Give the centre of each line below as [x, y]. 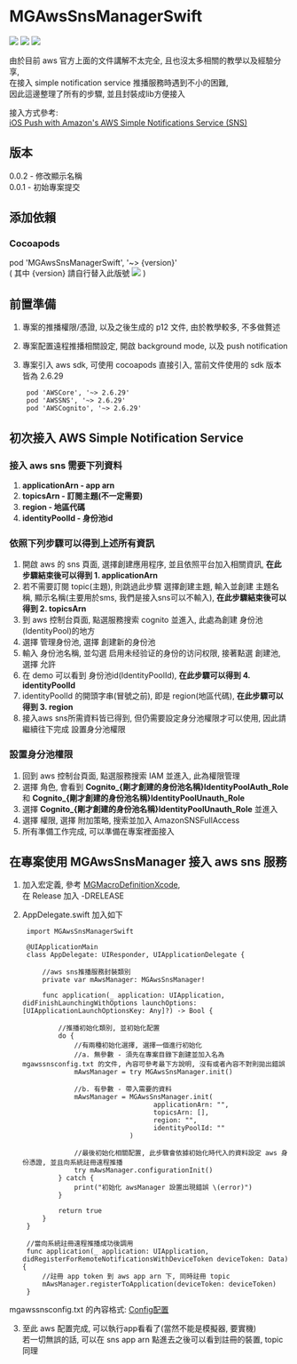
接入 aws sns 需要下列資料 [66, 466]
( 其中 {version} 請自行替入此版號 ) [78, 274]
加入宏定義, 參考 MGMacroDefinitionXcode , [101, 885]
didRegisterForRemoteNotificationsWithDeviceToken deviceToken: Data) [155, 1259]
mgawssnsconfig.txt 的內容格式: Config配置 [89, 1310]
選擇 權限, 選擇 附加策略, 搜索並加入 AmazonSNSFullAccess [131, 820]
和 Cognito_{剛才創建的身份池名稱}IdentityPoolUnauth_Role [133, 798]
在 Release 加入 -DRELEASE [73, 896]
